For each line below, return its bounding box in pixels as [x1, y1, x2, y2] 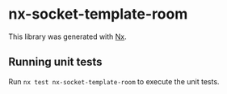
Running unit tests [8, 55, 103, 69]
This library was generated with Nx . [8, 32, 127, 41]
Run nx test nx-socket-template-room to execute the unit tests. [8, 76, 220, 86]
